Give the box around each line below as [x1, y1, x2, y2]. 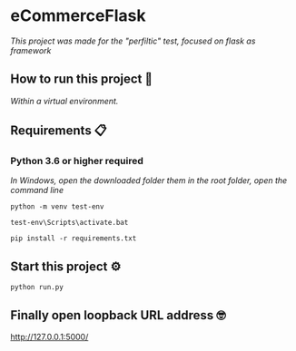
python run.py [10, 283, 64, 292]
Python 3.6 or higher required [10, 155, 143, 168]
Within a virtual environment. [10, 95, 119, 106]
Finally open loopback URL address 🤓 [10, 307, 226, 323]
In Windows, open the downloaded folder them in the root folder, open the [10, 175, 288, 186]
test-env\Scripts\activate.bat [10, 219, 129, 228]
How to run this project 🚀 [10, 72, 153, 87]
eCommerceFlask [10, 5, 146, 26]
